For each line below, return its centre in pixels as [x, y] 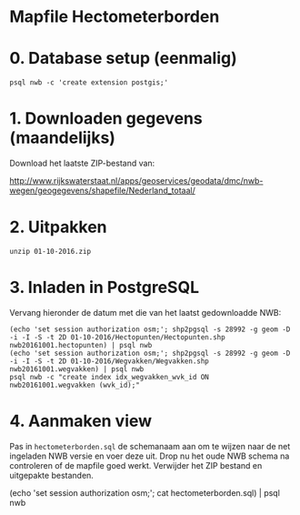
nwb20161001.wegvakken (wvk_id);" [75, 385]
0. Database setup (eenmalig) [124, 59]
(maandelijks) [63, 138]
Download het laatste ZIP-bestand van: [82, 163]
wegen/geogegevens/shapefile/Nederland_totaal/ [102, 191]
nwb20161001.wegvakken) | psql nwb [77, 369]
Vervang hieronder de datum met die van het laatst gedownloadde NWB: [145, 312]
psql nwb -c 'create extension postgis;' [89, 83]
